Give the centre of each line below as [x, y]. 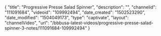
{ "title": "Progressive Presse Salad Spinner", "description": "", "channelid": [81, 7]
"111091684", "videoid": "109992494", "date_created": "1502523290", [75, 12]
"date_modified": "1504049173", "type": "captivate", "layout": [67, 18]
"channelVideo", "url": [27, 23]
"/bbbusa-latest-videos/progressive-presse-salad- [102, 23]
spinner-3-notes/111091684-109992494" [46, 28]
